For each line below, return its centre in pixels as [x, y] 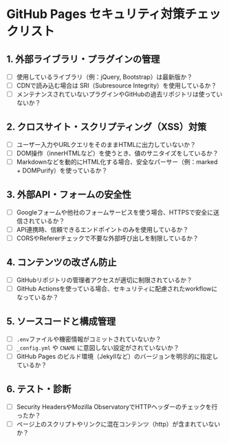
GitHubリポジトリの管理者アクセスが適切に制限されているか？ [105, 280]
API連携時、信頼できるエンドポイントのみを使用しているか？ [102, 230]
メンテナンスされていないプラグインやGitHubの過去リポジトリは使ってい [119, 95]
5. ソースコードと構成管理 [61, 321]
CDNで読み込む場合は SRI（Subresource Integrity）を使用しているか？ [117, 86]
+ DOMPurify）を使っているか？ [62, 170]
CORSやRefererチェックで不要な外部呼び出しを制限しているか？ [107, 238]
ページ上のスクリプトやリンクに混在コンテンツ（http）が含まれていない [118, 424]
